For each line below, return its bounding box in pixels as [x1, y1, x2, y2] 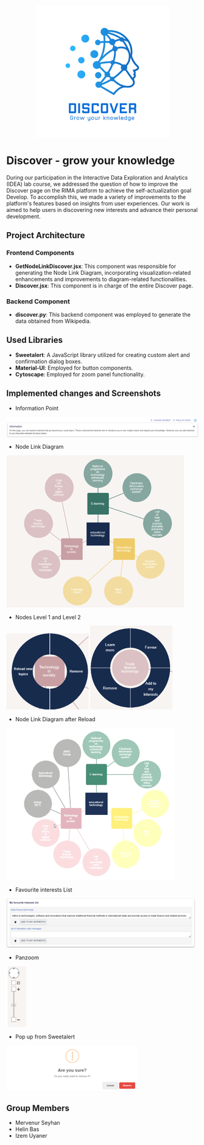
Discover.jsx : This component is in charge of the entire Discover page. [15, 282, 194, 289]
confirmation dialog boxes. [15, 358, 82, 365]
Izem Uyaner [15, 1132, 47, 1139]
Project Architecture [6, 230, 85, 241]
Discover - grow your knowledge [6, 154, 175, 167]
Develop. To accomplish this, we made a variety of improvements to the [6, 193, 186, 200]
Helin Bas [15, 1126, 40, 1133]
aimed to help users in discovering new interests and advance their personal [6, 206, 198, 213]
